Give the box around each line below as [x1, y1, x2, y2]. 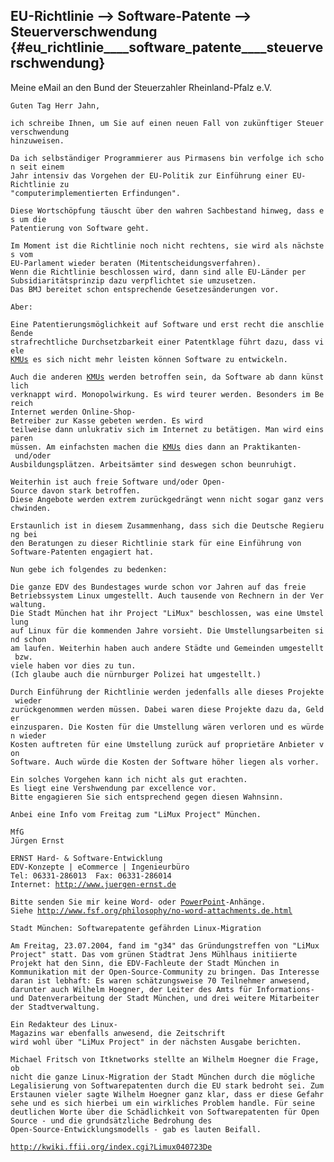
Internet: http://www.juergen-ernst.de [10, 879, 177, 889]
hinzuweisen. [10, 135, 65, 146]
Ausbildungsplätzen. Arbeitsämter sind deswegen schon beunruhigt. [10, 459, 298, 469]
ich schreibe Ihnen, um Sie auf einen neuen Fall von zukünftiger [10, 118, 293, 128]
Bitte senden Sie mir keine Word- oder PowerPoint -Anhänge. [10, 897, 267, 907]
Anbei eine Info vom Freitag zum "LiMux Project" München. [10, 809, 262, 819]
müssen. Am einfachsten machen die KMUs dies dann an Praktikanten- [10, 442, 302, 452]
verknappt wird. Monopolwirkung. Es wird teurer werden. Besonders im [10, 389, 311, 399]
